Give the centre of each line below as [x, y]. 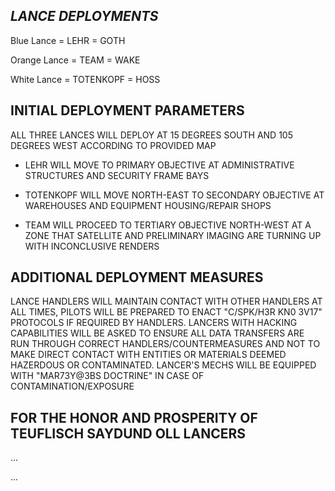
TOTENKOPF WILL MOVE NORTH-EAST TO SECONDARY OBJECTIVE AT [174, 195]
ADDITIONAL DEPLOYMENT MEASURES [137, 277]
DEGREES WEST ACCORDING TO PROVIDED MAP [113, 145]
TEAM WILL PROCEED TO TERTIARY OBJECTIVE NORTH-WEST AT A [168, 225]
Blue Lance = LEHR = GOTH [68, 40]
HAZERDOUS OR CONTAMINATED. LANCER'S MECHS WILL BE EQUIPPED [163, 365]
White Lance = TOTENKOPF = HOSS [85, 79]
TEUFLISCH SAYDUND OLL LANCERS [128, 433]
